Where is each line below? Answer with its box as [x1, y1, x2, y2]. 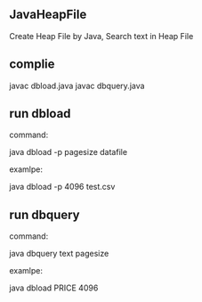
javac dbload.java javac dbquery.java [9, 80, 145, 91]
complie [9, 57, 55, 72]
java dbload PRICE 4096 [9, 282, 99, 293]
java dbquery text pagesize [9, 249, 109, 259]
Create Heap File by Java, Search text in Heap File [9, 30, 194, 41]
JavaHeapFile [9, 7, 87, 22]
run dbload [9, 106, 71, 121]
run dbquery [9, 207, 80, 222]
